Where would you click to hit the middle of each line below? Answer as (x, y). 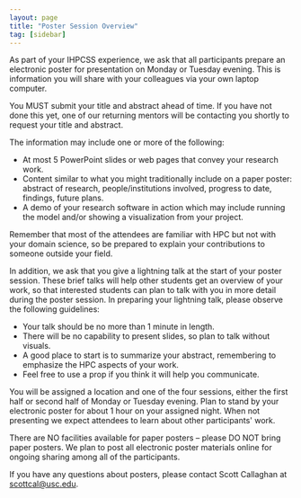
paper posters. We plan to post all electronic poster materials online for (141, 448)
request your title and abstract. (66, 125)
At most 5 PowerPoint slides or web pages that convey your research (150, 160)
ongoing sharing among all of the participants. (95, 457)
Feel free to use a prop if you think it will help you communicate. (141, 375)
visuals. (36, 346)
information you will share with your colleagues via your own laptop (134, 79)
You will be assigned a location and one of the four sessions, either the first (149, 392)
